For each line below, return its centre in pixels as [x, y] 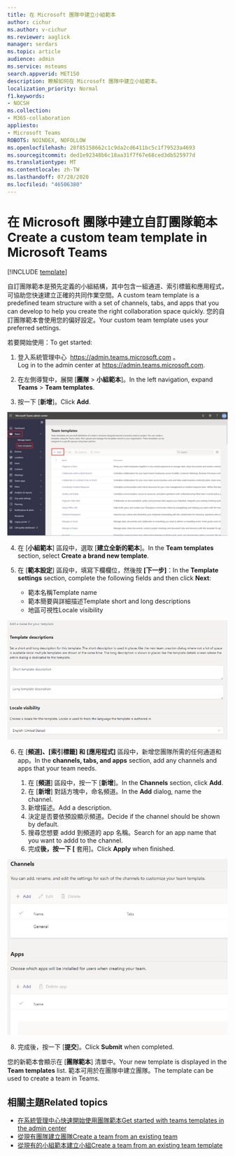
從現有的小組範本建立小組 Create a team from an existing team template [120, 1146]
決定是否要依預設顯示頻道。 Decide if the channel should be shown [124, 817]
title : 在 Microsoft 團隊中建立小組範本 [62, 15]
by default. [43, 824]
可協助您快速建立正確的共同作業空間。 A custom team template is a [103, 295]
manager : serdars [33, 44]
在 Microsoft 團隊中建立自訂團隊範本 [113, 222]
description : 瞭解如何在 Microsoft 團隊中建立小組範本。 [84, 81]
